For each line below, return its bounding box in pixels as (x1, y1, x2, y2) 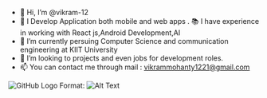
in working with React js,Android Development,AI (19, 28, 181, 37)
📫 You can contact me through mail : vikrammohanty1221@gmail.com (19, 62, 250, 72)
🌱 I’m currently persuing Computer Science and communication (19, 37, 229, 45)
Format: (59, 80, 85, 90)
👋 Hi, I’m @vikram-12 (19, 8, 89, 17)
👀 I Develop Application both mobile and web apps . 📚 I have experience (19, 17, 260, 25)
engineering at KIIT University (19, 45, 118, 54)
